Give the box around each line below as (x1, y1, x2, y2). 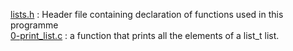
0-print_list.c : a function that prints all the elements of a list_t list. (10, 30, 280, 41)
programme (10, 19, 59, 31)
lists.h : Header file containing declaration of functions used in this (10, 9, 284, 20)
